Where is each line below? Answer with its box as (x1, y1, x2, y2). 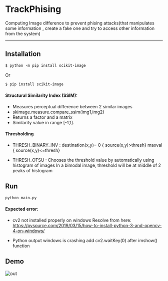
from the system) (5, 30, 41, 36)
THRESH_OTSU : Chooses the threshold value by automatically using (12, 157, 154, 163)
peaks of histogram (12, 167, 52, 173)
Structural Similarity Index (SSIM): (5, 92, 78, 98)
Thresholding (5, 131, 34, 137)
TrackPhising (5, 3, 61, 15)
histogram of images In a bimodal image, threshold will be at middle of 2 (12, 162, 161, 168)
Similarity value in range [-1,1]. (12, 119, 74, 125)
